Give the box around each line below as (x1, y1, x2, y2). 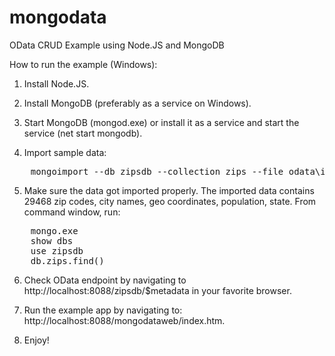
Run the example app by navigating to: (23, 304, 183, 316)
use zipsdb (30, 245, 84, 256)
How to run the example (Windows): (9, 58, 158, 70)
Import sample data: (23, 146, 107, 158)
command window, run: (23, 206, 121, 218)
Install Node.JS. (23, 77, 90, 90)
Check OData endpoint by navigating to (23, 274, 187, 286)
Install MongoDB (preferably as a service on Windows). (23, 97, 252, 109)
